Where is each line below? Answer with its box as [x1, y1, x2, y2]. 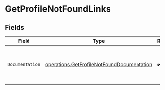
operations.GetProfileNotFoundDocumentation [45, 61, 153, 68]
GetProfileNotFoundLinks [5, 3, 111, 15]
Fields [5, 23, 25, 31]
